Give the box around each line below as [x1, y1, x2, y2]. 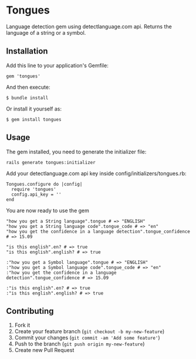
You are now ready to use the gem [6, 207, 90, 214]
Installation [6, 46, 48, 56]
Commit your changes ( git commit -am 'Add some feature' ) [14, 334, 160, 341]
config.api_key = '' [11, 192, 62, 197]
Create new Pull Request [14, 347, 75, 354]
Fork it [14, 321, 31, 329]
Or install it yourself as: [6, 105, 62, 112]
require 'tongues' [11, 186, 57, 192]
